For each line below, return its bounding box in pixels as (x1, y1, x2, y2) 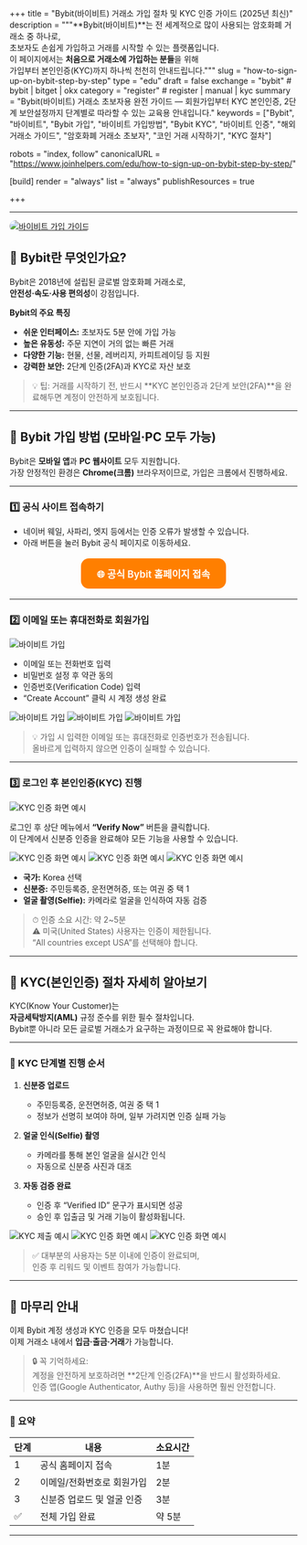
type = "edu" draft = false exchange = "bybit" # (112, 76, 292, 86)
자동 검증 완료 (22, 1180, 71, 1190)
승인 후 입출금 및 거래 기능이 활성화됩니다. (36, 1211, 185, 1222)
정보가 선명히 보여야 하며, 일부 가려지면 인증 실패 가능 (36, 1110, 227, 1121)
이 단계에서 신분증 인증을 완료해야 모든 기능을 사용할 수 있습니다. (9, 832, 239, 843)
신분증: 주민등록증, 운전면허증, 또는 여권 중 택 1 (22, 883, 190, 894)
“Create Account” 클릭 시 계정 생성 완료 (22, 693, 167, 704)
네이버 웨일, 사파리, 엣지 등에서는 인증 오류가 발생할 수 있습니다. (22, 525, 249, 536)
